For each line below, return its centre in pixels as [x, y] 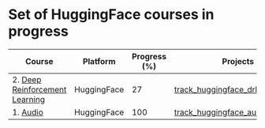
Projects [238, 61]
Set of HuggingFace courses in [111, 15]
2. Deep [27, 79]
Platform [99, 61]
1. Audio [28, 112]
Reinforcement [39, 89]
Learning [29, 99]
